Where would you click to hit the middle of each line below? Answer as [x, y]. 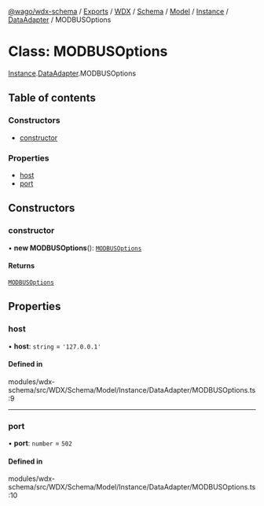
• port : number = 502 [40, 443]
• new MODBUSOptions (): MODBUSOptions [75, 248]
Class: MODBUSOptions [88, 52]
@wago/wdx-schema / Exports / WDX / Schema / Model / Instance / [119, 11]
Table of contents [52, 98]
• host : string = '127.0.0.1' [55, 346]
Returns [22, 266]
